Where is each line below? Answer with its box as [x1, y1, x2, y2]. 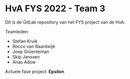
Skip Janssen [12, 53, 40, 59]
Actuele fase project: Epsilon [5, 68, 64, 74]
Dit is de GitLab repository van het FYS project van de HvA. [5, 19, 126, 25]
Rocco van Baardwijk [12, 43, 55, 49]
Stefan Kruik [12, 38, 38, 44]
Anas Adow [12, 59, 36, 65]
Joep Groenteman [12, 49, 49, 54]
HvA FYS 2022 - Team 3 [5, 3, 105, 14]
